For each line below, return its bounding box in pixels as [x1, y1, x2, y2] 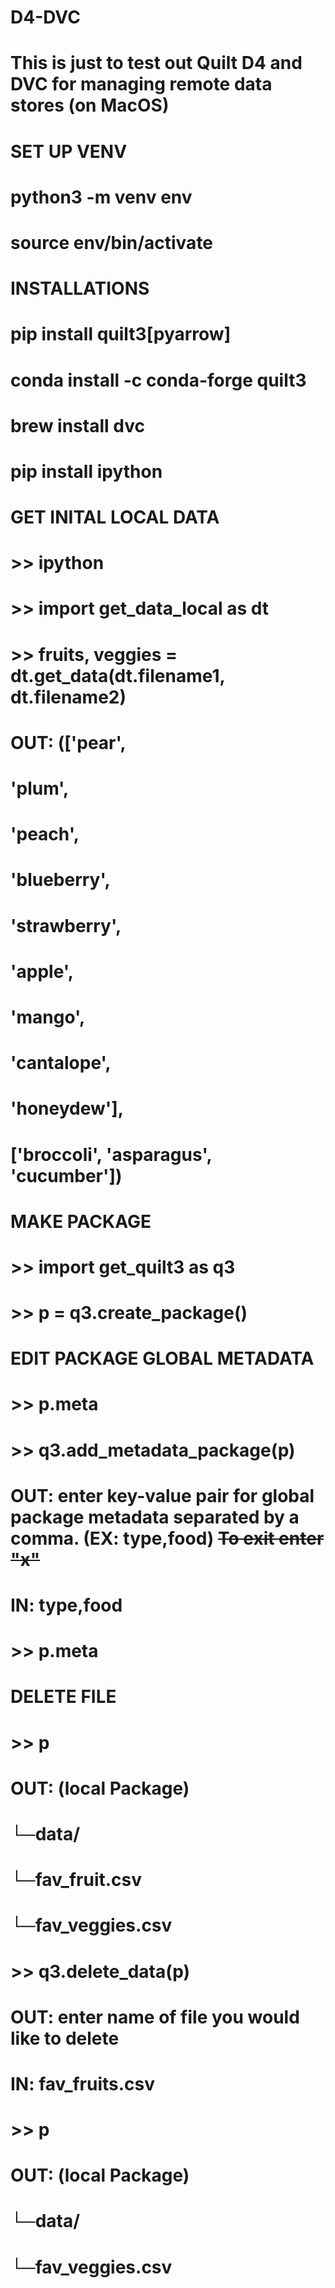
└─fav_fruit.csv [10, 1869, 143, 1891]
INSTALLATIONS [10, 277, 150, 300]
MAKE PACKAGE [10, 1210, 152, 1233]
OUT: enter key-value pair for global [10, 1484, 315, 1507]
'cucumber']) [10, 1164, 123, 1187]
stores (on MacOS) [10, 94, 170, 117]
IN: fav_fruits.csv [10, 2072, 156, 2095]
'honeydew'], [10, 1097, 125, 1120]
